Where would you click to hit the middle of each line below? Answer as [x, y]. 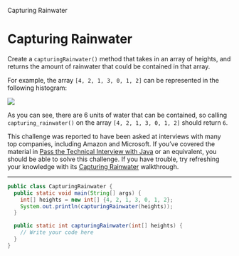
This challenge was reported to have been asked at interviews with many [115, 136]
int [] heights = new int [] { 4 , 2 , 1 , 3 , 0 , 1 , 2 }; [97, 200]
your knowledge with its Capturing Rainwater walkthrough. [93, 166]
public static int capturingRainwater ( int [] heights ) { [98, 226]
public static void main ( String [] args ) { [78, 193]
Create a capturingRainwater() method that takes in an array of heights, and [119, 58]
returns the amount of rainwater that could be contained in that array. [109, 66]
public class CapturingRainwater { [60, 186]
